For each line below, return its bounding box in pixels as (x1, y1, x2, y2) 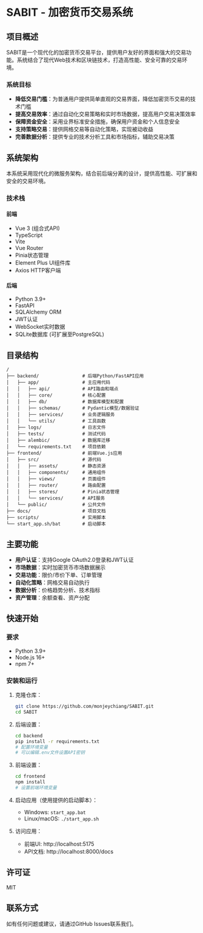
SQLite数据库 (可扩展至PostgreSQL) (15, 331, 105, 338)
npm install (15, 779, 45, 785)
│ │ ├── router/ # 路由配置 (6, 483, 106, 489)
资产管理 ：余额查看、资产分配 (15, 594, 90, 601)
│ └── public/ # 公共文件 (6, 502, 106, 508)
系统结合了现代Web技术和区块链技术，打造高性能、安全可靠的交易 (16, 56, 182, 64)
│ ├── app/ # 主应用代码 (6, 380, 111, 386)
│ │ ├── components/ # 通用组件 (6, 470, 106, 476)
